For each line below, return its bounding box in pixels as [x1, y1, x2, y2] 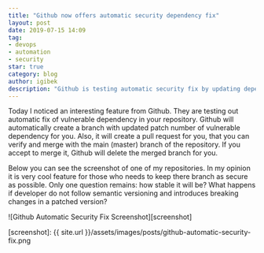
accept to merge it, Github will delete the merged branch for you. [8, 148, 218, 158]
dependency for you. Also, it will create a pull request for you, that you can [8, 132, 250, 141]
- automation [8, 48, 51, 56]
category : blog [8, 70, 58, 78]
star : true [8, 63, 44, 71]
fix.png [8, 236, 31, 245]
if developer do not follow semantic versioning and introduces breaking [8, 188, 239, 198]
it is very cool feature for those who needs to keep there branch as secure [8, 172, 248, 181]
